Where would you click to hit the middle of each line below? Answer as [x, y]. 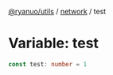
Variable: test [54, 43]
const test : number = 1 [48, 64]
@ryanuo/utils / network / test [57, 11]
